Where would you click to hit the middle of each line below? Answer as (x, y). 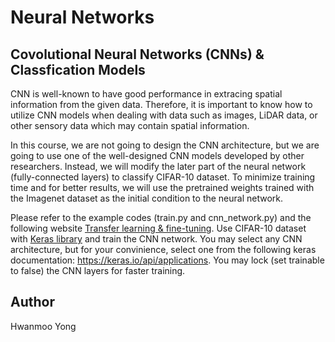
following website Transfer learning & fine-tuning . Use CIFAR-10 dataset (158, 228)
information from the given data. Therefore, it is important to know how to (161, 104)
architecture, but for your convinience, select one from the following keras (163, 249)
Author (32, 302)
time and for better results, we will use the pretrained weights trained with (162, 187)
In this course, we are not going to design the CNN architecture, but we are (165, 145)
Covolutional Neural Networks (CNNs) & (137, 54)
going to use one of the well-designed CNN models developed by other (157, 155)
